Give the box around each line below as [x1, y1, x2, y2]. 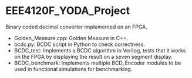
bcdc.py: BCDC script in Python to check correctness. [14, 41, 145, 48]
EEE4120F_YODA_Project [5, 4, 130, 17]
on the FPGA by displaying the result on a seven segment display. [14, 53, 173, 60]
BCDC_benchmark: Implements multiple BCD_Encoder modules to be [14, 59, 181, 66]
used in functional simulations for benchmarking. [14, 65, 133, 72]
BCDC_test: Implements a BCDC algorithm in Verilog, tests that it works [14, 47, 186, 54]
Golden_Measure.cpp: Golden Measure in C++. [14, 34, 129, 41]
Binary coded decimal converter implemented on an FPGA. [5, 23, 148, 30]
